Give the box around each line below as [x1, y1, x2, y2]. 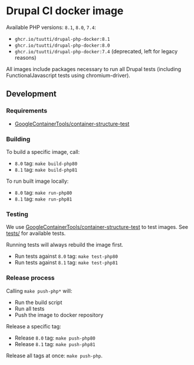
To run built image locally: [6, 177, 69, 185]
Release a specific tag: [6, 322, 61, 330]
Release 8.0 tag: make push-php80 [14, 334, 96, 341]
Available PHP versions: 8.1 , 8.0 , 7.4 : [6, 24, 96, 31]
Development [6, 89, 57, 99]
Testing [6, 210, 28, 218]
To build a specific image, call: [6, 148, 80, 155]
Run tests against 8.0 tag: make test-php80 [14, 253, 118, 260]
